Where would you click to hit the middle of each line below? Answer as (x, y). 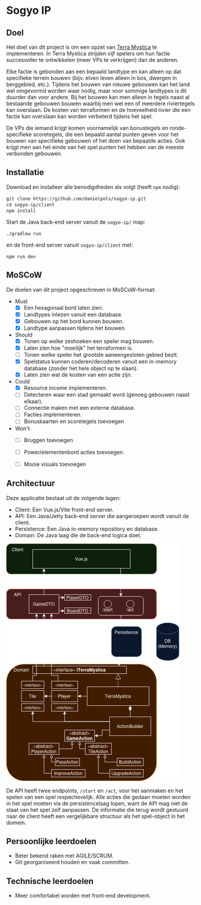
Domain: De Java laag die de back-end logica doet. (78, 535)
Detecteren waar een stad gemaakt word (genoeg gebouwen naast (107, 395)
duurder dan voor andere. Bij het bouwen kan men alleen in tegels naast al (98, 97)
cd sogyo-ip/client (31, 205)
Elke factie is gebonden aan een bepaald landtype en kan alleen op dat (94, 72)
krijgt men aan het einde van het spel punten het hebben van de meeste (95, 147)
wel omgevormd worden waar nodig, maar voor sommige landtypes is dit (97, 91)
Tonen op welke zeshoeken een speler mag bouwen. (89, 341)
